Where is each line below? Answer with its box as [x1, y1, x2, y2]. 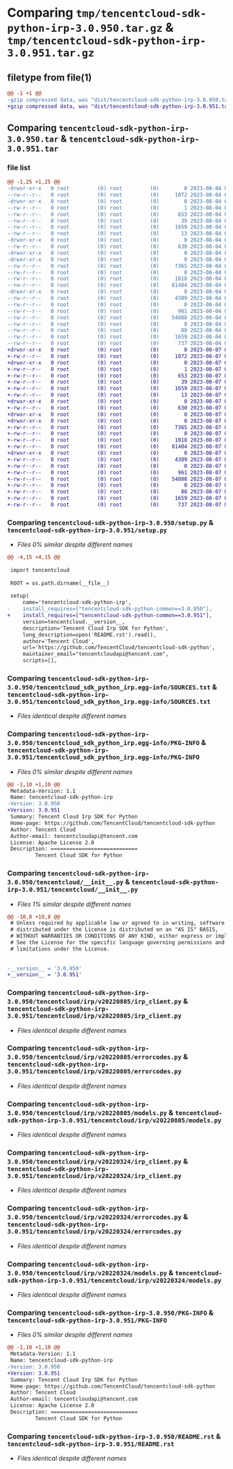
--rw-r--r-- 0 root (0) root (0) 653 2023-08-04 [7, 210, 222, 218]
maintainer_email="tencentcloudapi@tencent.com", [22, 650, 169, 657]
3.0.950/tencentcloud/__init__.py [7, 878, 123, 887]
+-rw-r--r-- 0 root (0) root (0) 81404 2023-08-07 [7, 443, 222, 451]
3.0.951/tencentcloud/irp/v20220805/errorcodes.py [7, 1068, 182, 1075]
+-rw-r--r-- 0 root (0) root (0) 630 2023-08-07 [7, 404, 222, 411]
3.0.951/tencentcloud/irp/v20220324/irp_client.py [7, 1172, 182, 1180]
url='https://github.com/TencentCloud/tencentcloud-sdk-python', [22, 644, 216, 651]
